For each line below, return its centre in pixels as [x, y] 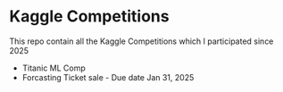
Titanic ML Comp [54, 68]
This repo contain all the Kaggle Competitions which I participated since [141, 41]
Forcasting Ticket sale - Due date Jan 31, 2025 [108, 77]
